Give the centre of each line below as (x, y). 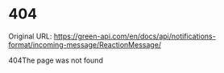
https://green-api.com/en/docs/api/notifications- (135, 36)
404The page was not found (56, 60)
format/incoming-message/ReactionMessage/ (85, 44)
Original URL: (30, 36)
